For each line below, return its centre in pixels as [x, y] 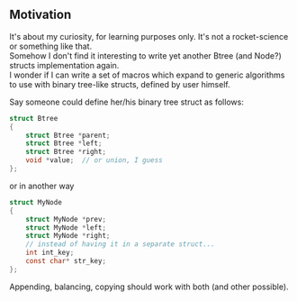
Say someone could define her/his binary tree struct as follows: [127, 102]
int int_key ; [50, 253]
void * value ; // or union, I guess [94, 160]
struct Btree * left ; [64, 143]
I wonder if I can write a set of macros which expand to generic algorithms [147, 75]
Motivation [40, 15]
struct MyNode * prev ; [66, 219]
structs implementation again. [64, 65]
